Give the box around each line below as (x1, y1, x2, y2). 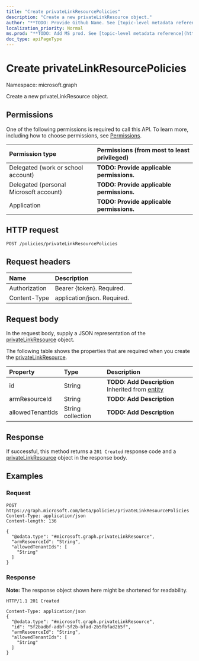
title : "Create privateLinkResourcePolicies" (6, 8, 120, 15)
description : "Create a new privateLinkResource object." (6, 14, 152, 20)
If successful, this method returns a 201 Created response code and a (6, 448, 176, 455)
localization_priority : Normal (6, 25, 84, 31)
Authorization (9, 284, 47, 293)
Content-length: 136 (6, 518, 57, 524)
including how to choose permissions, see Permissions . (6, 131, 142, 139)
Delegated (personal (9, 180, 66, 188)
